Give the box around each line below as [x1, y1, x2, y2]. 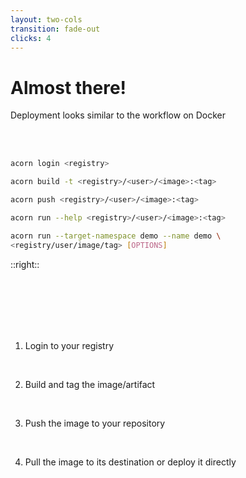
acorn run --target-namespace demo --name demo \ [10, 231, 222, 241]
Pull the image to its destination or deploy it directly [24, 456, 237, 468]
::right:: [10, 258, 40, 270]
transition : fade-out [10, 24, 101, 34]
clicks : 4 [10, 33, 52, 43]
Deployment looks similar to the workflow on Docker [10, 109, 227, 121]
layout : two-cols [10, 14, 83, 25]
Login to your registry [24, 339, 115, 351]
